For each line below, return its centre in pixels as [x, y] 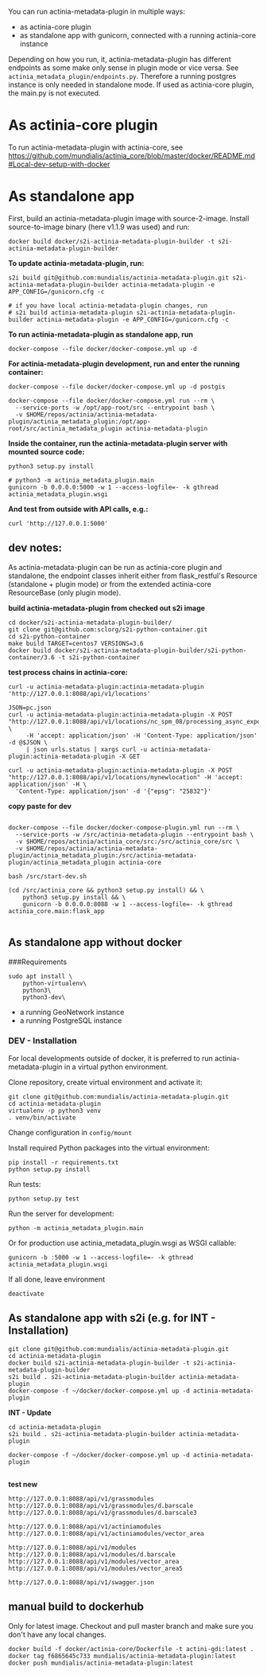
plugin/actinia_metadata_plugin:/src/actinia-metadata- [103, 855]
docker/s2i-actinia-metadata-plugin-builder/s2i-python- [151, 650]
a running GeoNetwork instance [72, 1012]
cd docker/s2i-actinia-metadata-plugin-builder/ [90, 623]
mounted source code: [46, 451]
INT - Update [30, 1412]
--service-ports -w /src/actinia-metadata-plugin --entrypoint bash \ [135, 834]
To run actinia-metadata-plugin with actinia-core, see [96, 147]
